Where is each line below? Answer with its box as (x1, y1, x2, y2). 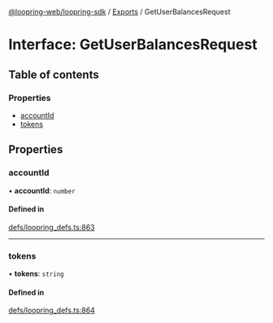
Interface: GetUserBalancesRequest (8, 36, 258, 54)
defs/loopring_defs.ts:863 (8, 222, 95, 232)
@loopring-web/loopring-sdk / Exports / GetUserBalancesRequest (8, 7, 231, 16)
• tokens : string (8, 268, 65, 279)
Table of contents (8, 68, 99, 81)
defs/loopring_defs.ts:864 (8, 305, 96, 316)
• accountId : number (8, 186, 76, 195)
